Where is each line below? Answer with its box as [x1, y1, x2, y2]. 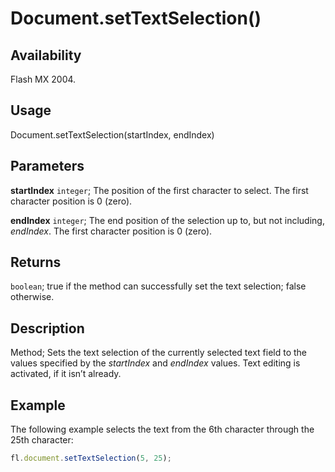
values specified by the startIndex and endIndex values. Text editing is [10, 357, 301, 369]
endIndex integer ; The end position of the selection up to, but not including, [10, 214, 325, 226]
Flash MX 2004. [10, 73, 77, 85]
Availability [10, 47, 82, 64]
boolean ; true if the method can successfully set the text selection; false [10, 280, 307, 292]
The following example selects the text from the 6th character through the [10, 423, 315, 436]
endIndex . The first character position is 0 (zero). [10, 225, 213, 237]
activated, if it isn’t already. [10, 368, 122, 380]
